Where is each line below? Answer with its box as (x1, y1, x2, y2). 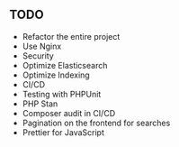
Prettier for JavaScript (22, 126, 105, 138)
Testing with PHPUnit (22, 88, 102, 99)
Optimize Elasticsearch (22, 60, 108, 70)
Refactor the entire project (22, 31, 121, 41)
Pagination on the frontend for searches (22, 117, 171, 128)
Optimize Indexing (22, 69, 90, 80)
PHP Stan (22, 98, 58, 109)
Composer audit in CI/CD (22, 107, 115, 118)
